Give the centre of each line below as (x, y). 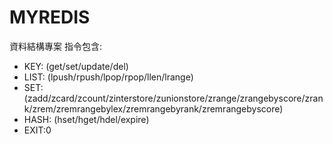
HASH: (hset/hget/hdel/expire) (86, 119)
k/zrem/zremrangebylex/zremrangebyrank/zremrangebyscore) (153, 108)
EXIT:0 (37, 130)
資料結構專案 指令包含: (55, 46)
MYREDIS (50, 17)
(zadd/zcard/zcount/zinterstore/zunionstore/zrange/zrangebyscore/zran (173, 98)
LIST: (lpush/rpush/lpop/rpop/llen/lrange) (108, 77)
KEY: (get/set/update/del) (76, 66)
